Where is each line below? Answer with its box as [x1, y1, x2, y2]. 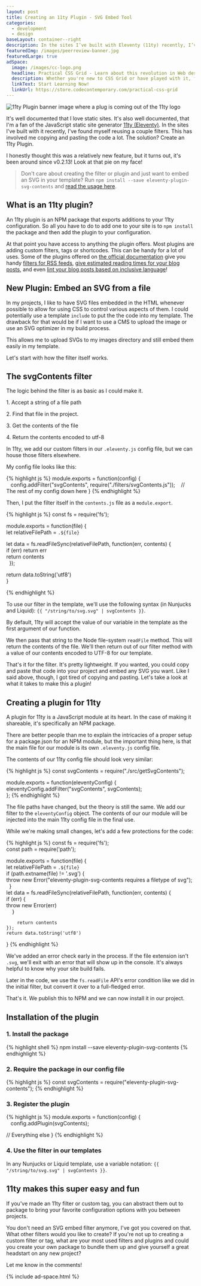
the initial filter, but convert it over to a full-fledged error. [6, 983, 145, 991]
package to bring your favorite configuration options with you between [6, 1206, 181, 1213]
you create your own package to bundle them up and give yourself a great [6, 1243, 190, 1250]
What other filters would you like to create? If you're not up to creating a [6, 1230, 184, 1237]
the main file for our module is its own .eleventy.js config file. [6, 744, 160, 751]
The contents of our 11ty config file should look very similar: [6, 756, 154, 763]
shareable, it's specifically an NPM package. [6, 720, 116, 727]
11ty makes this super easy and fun [6, 1184, 140, 1194]
